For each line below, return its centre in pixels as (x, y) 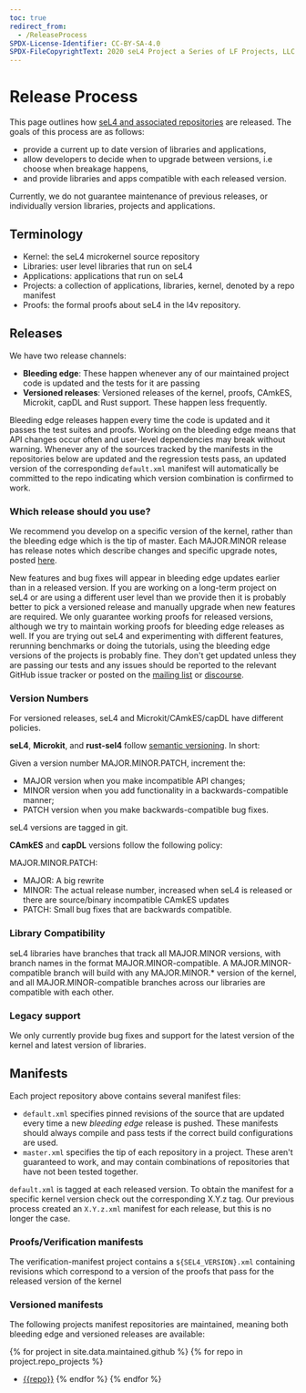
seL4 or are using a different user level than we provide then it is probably (148, 597)
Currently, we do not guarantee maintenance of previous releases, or (139, 196)
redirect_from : (38, 26)
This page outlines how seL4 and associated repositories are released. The (150, 122)
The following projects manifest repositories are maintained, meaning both (149, 1325)
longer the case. (40, 1218)
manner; (38, 800)
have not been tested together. (80, 1171)
